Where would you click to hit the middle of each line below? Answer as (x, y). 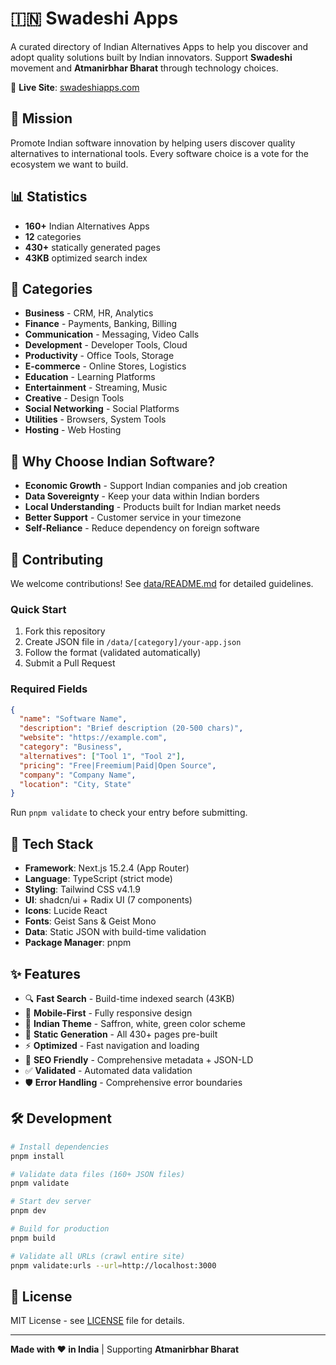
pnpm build (33, 1238)
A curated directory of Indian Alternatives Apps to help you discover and (159, 46)
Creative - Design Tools (74, 398)
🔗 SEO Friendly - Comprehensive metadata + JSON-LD (139, 1059)
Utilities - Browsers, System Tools (95, 419)
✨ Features (45, 973)
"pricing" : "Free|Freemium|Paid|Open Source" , (118, 765)
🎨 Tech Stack (52, 843)
